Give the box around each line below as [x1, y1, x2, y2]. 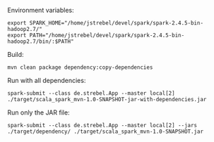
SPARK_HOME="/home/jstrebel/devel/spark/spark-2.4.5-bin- [29, 20, 203, 27]
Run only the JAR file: [7, 108, 70, 117]
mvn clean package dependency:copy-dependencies [7, 64, 153, 71]
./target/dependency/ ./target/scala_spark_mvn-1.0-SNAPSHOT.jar [7, 128, 203, 135]
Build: [7, 51, 24, 58]
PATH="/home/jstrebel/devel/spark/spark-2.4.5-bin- [29, 32, 185, 39]
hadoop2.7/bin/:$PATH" [7, 38, 74, 45]
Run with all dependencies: [7, 77, 86, 84]
